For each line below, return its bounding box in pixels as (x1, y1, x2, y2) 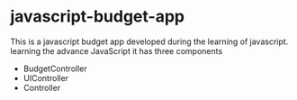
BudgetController (22, 63, 88, 74)
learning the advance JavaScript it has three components (10, 45, 223, 56)
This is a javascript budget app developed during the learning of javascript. (10, 36, 289, 47)
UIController (22, 72, 69, 83)
